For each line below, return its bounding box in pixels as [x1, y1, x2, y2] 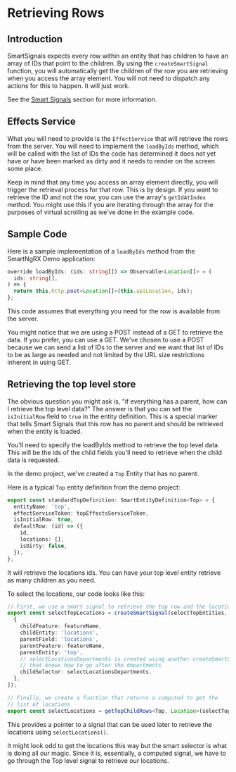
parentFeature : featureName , [20, 642, 105, 649]
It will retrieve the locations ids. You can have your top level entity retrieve [7, 568, 221, 577]
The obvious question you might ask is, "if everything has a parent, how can [7, 397, 228, 406]
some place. [7, 164, 44, 173]
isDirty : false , [20, 542, 68, 549]
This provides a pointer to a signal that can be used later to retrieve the [7, 720, 213, 728]
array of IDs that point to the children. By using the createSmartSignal [7, 59, 209, 68]
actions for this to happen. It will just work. [7, 82, 130, 89]
